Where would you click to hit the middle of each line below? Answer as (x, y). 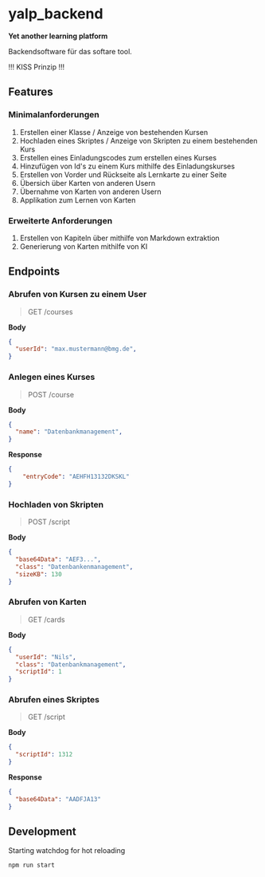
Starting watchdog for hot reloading (67, 851)
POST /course (51, 394)
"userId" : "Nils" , (46, 657)
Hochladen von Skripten (56, 504)
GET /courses (50, 311)
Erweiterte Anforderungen (60, 220)
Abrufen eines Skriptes (54, 700)
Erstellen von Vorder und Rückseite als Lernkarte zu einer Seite (123, 174)
